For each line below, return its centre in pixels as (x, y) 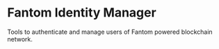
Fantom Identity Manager (82, 13)
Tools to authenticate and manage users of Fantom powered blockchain (110, 32)
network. (20, 39)
